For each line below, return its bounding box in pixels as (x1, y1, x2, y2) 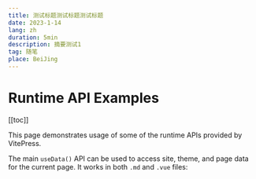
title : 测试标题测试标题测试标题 (8, 11, 104, 20)
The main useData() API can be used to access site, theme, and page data (8, 154, 250, 163)
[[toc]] (8, 115, 29, 124)
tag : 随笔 (8, 48, 38, 56)
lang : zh (8, 26, 37, 34)
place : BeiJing (8, 56, 58, 64)
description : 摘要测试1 (8, 41, 81, 49)
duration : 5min (8, 33, 58, 42)
